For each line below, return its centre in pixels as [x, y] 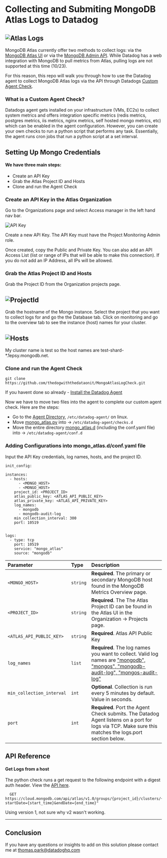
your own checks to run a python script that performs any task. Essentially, [82, 131]
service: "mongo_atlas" [39, 549]
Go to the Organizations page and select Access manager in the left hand [80, 210]
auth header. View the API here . [38, 785]
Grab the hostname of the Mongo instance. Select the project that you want [83, 312]
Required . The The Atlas [120, 600]
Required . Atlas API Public [122, 633]
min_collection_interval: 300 [45, 518]
